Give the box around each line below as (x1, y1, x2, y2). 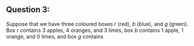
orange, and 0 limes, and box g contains (6, 32, 104, 40)
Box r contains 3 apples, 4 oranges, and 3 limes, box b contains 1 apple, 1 (6, 27, 184, 34)
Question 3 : (6, 5, 50, 15)
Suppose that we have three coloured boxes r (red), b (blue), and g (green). (6, 20, 189, 27)
